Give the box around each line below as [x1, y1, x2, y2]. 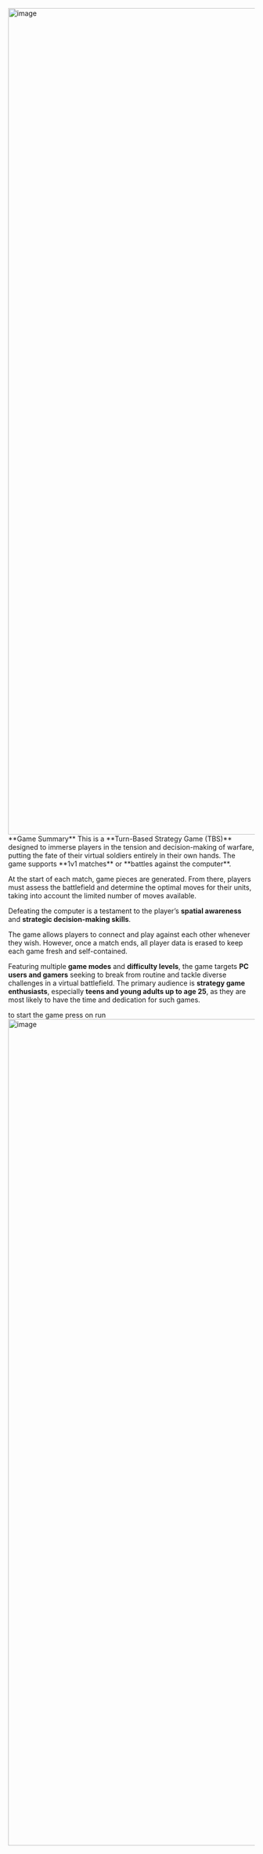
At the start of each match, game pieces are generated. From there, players [8, 875, 252, 883]
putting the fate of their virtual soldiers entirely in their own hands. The [8, 851, 236, 860]
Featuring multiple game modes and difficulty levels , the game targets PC [8, 962, 249, 971]
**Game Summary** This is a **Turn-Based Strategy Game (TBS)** [8, 834, 232, 843]
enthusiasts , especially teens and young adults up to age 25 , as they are [8, 987, 247, 996]
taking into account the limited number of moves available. [8, 891, 197, 900]
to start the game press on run [8, 1011, 106, 1019]
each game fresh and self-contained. [8, 946, 128, 956]
